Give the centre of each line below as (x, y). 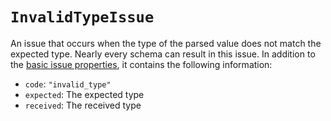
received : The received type (83, 105)
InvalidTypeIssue (82, 17)
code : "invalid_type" (68, 84)
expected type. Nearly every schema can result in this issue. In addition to (163, 54)
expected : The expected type (84, 94)
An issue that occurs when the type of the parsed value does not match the (166, 43)
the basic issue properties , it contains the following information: (141, 64)
